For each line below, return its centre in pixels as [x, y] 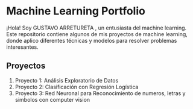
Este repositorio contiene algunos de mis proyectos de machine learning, [97, 34]
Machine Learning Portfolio [76, 11]
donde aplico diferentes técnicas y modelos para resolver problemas [92, 40]
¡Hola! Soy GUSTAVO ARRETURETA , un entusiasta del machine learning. [96, 28]
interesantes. [23, 47]
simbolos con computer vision [52, 99]
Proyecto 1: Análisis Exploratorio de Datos [67, 80]
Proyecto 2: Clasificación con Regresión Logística [77, 87]
